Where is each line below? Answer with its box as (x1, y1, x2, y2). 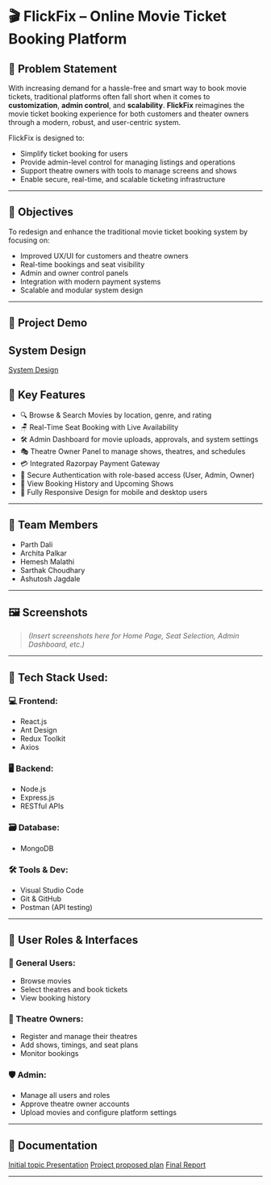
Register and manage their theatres (19, 1032, 138, 1042)
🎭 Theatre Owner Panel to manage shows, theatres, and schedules (19, 446, 246, 456)
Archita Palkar (19, 548, 67, 558)
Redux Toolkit (19, 734, 66, 743)
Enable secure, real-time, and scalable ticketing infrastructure (19, 175, 226, 184)
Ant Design (19, 726, 58, 735)
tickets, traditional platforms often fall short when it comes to (8, 92, 211, 102)
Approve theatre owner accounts (19, 1099, 131, 1109)
